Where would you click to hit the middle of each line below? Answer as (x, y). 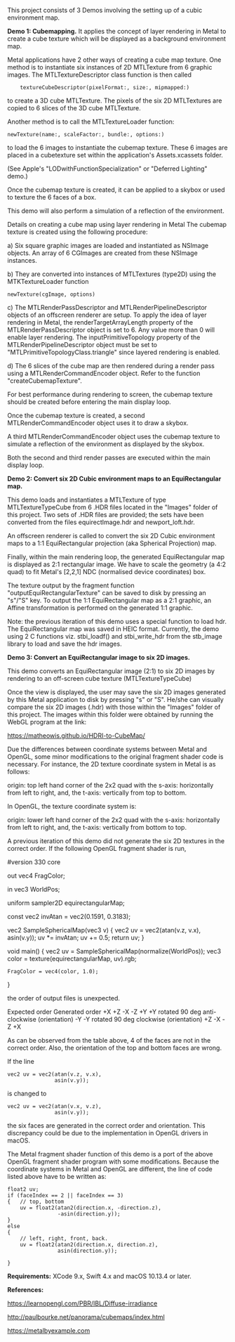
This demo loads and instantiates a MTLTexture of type (87, 500)
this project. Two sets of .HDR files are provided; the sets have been (106, 515)
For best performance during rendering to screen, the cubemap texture (110, 394)
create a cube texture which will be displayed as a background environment (116, 39)
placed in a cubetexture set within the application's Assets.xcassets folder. (115, 155)
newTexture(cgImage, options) (52, 294)
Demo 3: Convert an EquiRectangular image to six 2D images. (99, 657)
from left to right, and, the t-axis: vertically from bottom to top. (97, 827)
